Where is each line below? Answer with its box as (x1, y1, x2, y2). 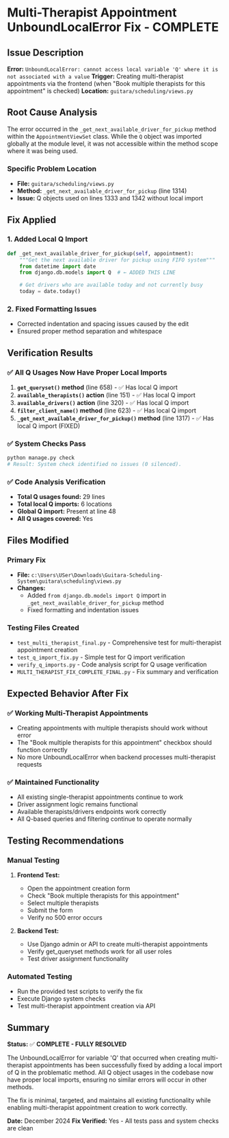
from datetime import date (19, 263, 96, 270)
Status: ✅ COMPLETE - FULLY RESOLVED (7, 1040, 127, 1048)
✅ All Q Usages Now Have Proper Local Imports (7, 367, 167, 377)
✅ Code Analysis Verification (7, 477, 106, 487)
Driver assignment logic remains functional (16, 800, 138, 809)
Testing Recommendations (7, 835, 124, 846)
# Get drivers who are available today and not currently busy (19, 281, 204, 289)
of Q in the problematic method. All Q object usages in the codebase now (7, 1069, 214, 1077)
